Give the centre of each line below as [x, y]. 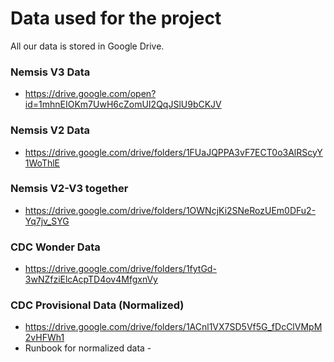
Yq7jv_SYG [47, 221]
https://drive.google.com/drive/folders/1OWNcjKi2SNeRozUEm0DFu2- [170, 210]
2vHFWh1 [44, 338]
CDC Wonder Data [55, 247]
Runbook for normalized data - [88, 348]
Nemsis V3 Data [50, 72]
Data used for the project [116, 18]
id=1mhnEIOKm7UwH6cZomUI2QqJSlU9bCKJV [123, 104]
